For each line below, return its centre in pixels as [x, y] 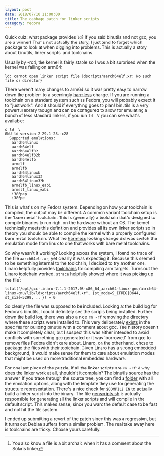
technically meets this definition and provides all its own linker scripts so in [80, 228]
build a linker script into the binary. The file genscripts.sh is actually [73, 393]
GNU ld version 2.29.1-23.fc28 [37, 134]
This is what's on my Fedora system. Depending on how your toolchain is [79, 207]
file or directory [24, 81]
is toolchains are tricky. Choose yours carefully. [53, 429]
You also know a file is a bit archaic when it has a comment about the [82, 443]
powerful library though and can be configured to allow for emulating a [76, 110]
